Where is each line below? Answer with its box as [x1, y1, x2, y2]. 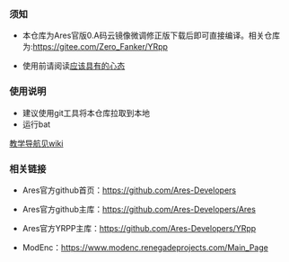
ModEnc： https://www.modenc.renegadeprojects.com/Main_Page [22, 241, 269, 253]
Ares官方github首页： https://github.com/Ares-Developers [22, 185, 236, 195]
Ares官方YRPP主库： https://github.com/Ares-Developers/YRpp [22, 222, 257, 233]
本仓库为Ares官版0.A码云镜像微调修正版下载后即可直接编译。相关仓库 [22, 30, 281, 41]
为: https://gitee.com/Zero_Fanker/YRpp [22, 41, 169, 52]
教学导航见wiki [9, 138, 64, 149]
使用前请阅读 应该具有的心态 [22, 60, 126, 71]
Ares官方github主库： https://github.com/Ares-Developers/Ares [22, 203, 256, 214]
